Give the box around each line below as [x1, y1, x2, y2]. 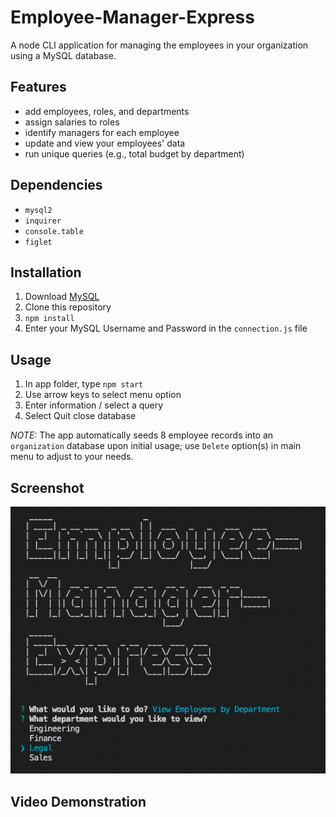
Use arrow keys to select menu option [24, 389, 182, 401]
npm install [24, 314, 75, 324]
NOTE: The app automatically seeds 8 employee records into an [10, 429, 274, 441]
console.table [24, 226, 84, 236]
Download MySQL [24, 291, 100, 303]
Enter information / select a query [24, 399, 164, 411]
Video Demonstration [10, 793, 147, 810]
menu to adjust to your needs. [10, 451, 134, 463]
